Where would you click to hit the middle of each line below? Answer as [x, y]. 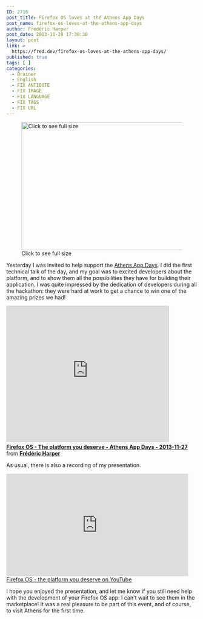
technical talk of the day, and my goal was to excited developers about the [99, 272]
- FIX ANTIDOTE [31, 86]
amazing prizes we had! [36, 297]
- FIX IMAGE [27, 91]
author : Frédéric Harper [38, 29]
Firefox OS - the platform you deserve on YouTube [69, 579]
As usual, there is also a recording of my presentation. [74, 465]
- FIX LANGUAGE [31, 97]
